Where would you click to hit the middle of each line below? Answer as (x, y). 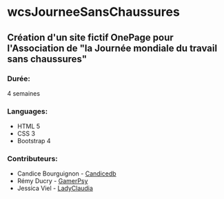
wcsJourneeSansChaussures (94, 12)
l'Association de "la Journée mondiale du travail (112, 48)
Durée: (19, 78)
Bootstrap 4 (34, 141)
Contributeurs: (33, 159)
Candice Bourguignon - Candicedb (67, 174)
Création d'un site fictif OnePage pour (90, 38)
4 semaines (23, 93)
